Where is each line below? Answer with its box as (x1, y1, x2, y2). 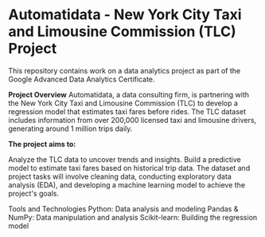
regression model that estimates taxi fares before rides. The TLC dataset (8, 106, 247, 117)
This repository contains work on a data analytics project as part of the (8, 65, 241, 75)
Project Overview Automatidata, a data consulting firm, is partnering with (8, 89, 249, 99)
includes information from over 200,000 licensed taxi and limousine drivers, (8, 115, 257, 124)
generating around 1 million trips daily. (8, 124, 133, 133)
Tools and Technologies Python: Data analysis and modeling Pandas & (8, 203, 239, 213)
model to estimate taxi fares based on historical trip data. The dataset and (8, 163, 251, 172)
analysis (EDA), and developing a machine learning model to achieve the (8, 180, 245, 189)
